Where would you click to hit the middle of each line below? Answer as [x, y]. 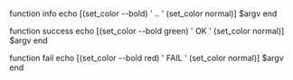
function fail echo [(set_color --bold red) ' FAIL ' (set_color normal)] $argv [146, 58]
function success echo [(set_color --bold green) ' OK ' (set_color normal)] [147, 31]
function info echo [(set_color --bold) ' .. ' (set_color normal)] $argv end [143, 13]
